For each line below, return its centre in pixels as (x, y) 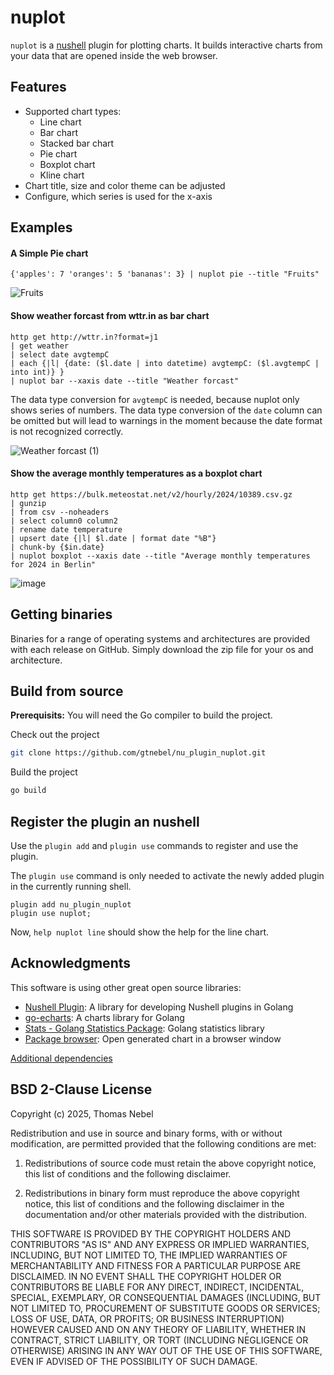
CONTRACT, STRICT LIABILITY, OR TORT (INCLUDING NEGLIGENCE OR (159, 1340)
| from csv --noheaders (60, 512)
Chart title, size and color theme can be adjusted (125, 185)
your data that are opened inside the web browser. (114, 55)
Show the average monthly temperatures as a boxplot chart (136, 473)
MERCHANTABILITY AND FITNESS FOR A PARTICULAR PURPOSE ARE (156, 1265)
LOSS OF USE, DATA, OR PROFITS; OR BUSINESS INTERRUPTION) (147, 1318)
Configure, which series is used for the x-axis (118, 196)
